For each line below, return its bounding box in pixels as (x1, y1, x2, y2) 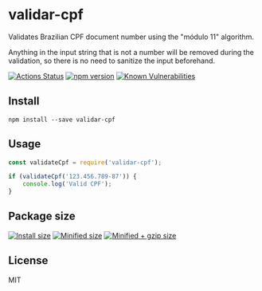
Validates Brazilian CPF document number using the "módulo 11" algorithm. (8, 32, 255, 41)
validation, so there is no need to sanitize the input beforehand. (8, 56, 216, 65)
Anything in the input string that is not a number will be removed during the (8, 47, 255, 57)
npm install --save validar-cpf (8, 116, 115, 124)
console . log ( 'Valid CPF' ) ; (22, 180, 112, 188)
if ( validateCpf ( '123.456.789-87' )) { (8, 173, 137, 181)
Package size (8, 210, 76, 223)
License (8, 254, 49, 268)
